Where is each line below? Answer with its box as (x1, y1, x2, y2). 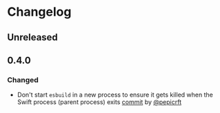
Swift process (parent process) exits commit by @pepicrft (17, 98, 181, 106)
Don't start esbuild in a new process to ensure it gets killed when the (17, 90, 214, 99)
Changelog (7, 4, 72, 20)
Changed (7, 75, 39, 84)
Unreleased (7, 32, 59, 43)
